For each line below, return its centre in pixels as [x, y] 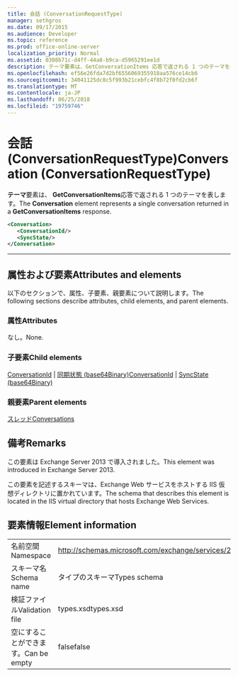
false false [74, 647]
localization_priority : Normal [53, 54]
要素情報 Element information [72, 525]
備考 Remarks [37, 443]
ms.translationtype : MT [42, 86]
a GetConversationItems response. [59, 211]
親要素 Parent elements [47, 402]
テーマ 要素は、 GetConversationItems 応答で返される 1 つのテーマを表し [114, 194]
